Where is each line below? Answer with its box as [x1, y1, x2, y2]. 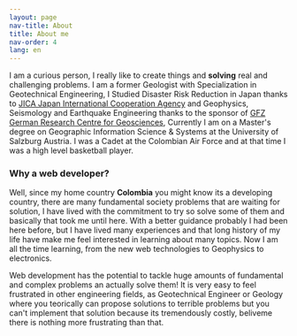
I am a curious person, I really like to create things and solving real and [9, 70, 268, 80]
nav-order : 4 [9, 37, 57, 47]
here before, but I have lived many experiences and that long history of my [9, 225, 281, 235]
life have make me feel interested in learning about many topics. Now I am [9, 234, 278, 245]
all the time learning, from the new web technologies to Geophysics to [9, 244, 264, 255]
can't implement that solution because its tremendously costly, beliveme [9, 308, 273, 318]
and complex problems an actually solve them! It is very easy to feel [9, 279, 256, 290]
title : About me [9, 29, 69, 38]
